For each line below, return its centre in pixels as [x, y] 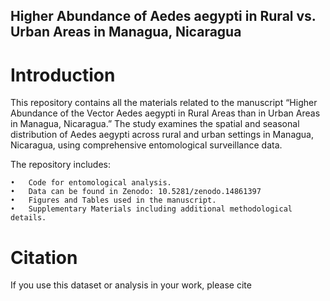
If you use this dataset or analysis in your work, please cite [131, 285]
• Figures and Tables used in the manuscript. [113, 200]
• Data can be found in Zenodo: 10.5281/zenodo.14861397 [136, 192]
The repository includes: [60, 165]
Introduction [63, 75]
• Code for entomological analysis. [91, 183]
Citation [44, 257]
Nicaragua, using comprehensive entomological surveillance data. [146, 145]
